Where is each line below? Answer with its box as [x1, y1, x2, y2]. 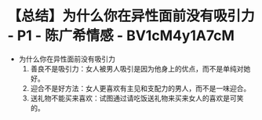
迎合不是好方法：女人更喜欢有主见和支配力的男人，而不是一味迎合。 [30, 83, 251, 93]
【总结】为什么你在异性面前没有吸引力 [7, 7, 256, 25]
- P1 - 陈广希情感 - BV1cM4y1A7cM [7, 27, 235, 45]
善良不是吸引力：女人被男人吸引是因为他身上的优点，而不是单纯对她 [30, 64, 251, 73]
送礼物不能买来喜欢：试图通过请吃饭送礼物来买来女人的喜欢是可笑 [30, 93, 244, 103]
